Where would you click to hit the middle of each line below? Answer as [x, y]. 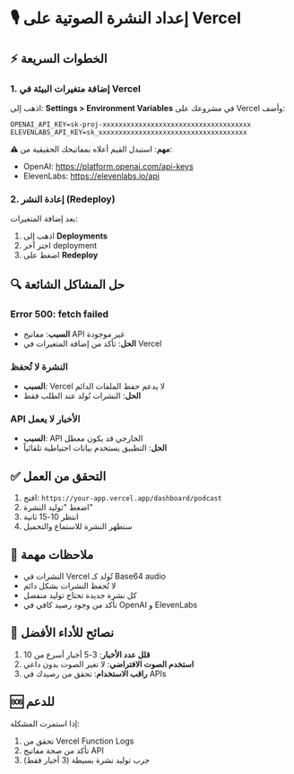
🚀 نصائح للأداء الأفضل [62, 633]
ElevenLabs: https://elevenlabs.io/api [91, 176]
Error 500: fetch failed [60, 314]
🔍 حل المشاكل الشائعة [68, 284]
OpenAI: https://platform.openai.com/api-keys [108, 166]
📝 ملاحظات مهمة [52, 555]
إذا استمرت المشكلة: [45, 723]
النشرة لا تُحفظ [39, 367]
